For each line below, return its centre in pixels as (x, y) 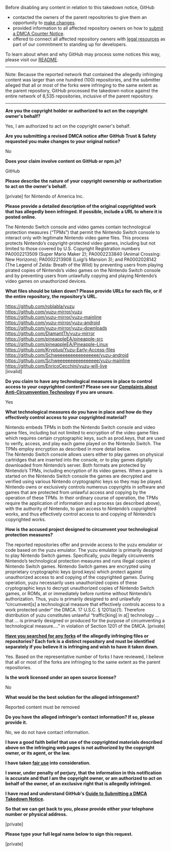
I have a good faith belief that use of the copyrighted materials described (84, 742)
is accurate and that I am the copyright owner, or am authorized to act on (84, 778)
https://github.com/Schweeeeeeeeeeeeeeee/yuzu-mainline (68, 360)
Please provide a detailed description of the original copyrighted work (81, 206)
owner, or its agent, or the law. (38, 753)
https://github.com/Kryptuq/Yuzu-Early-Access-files (60, 350)
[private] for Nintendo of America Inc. (45, 196)
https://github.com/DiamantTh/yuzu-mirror (50, 333)
